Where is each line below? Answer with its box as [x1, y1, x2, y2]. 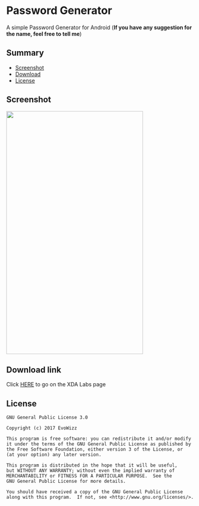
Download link [6, 364, 62, 375]
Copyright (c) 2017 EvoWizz [6, 425, 78, 431]
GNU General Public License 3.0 [6, 414, 88, 421]
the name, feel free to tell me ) [6, 30, 82, 37]
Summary [6, 48, 44, 58]
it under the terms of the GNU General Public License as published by [6, 441, 191, 447]
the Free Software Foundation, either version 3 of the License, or [6, 446, 183, 453]
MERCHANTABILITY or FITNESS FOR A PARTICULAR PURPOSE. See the [6, 473, 172, 479]
